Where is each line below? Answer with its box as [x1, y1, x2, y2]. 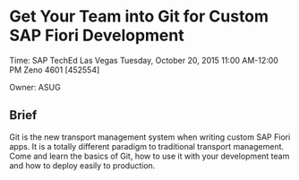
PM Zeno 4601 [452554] [9, 64, 100, 75]
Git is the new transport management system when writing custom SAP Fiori [9, 132, 291, 142]
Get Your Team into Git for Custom [9, 6, 269, 27]
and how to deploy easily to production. [9, 159, 156, 171]
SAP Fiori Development [9, 25, 185, 46]
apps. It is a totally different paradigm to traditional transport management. [9, 141, 285, 151]
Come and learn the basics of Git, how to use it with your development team [9, 150, 290, 161]
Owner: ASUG [9, 81, 61, 92]
